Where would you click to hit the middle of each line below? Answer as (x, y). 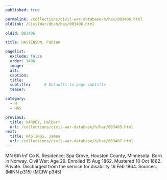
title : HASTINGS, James (35, 136)
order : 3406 (23, 61)
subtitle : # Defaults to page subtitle (58, 85)
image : (17, 66)
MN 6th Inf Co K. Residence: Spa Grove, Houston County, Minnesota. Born (84, 156)
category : (16, 99)
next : (11, 132)
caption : (19, 75)
